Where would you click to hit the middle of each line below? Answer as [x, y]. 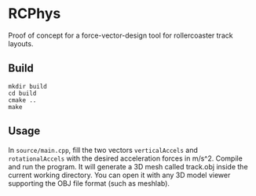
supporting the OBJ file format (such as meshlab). [89, 183]
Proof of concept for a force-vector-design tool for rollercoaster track [121, 35]
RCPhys [35, 14]
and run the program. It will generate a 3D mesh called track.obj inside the [128, 166]
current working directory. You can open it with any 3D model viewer [119, 175]
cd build [22, 93]
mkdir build [27, 86]
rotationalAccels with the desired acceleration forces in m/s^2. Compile [126, 158]
